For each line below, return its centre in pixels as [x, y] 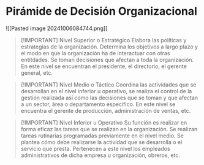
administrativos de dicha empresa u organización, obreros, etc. [100, 155]
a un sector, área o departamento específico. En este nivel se [98, 104]
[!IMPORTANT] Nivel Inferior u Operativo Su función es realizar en [104, 122]
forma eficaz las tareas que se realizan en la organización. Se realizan [109, 129]
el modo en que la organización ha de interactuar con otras [95, 53]
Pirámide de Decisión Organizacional [101, 11]
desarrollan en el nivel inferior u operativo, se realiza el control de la [106, 91]
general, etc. [37, 72]
